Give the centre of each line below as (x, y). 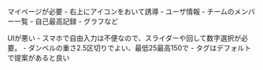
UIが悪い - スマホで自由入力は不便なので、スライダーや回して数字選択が (124, 38)
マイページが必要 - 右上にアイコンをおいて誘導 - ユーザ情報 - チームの (121, 11)
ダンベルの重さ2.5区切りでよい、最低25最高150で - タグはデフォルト (139, 48)
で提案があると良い (39, 58)
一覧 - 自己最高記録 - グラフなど (66, 21)
